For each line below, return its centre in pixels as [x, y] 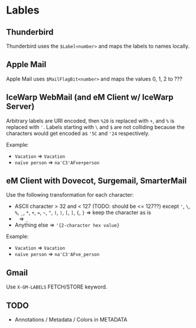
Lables [23, 10]
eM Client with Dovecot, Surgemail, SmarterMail [97, 181]
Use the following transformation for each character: [70, 195]
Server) [20, 107]
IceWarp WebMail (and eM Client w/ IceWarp [90, 97]
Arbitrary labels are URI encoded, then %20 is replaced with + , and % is [90, 121]
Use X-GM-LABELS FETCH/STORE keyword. [57, 287]
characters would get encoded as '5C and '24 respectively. [78, 133]
